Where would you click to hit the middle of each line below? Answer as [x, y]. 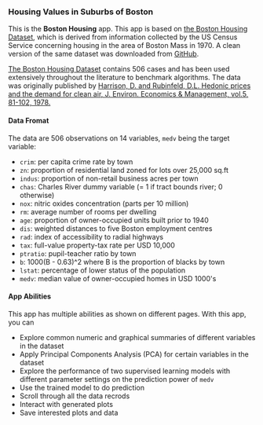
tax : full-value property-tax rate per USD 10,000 [97, 245]
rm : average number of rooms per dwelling [88, 211]
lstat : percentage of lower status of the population [102, 270]
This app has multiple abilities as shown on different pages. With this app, [127, 313]
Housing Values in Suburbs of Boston [81, 12]
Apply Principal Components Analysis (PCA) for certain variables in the [134, 354]
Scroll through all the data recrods [75, 396]
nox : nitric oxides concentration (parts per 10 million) [104, 203]
